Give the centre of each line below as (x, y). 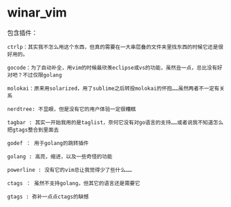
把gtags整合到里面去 (33, 130)
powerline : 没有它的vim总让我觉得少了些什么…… (70, 170)
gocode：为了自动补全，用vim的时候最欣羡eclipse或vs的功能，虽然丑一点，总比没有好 (115, 68)
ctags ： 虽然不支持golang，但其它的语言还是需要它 (74, 183)
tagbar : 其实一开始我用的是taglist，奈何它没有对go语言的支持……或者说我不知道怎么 (115, 122)
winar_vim (37, 13)
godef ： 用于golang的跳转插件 (48, 143)
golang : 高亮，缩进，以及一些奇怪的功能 (60, 157)
